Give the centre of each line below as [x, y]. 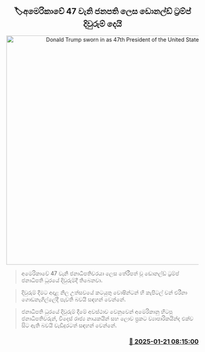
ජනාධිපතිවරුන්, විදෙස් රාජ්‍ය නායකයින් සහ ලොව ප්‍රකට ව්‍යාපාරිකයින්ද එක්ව [107, 318]
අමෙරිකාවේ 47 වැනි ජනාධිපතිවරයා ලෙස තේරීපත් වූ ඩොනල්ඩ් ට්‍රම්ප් [100, 273]
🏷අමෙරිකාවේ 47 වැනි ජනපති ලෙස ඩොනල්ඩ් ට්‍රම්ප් [103, 11]
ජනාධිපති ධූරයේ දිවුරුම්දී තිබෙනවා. [62, 280]
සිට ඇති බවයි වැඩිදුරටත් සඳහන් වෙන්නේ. [69, 325]
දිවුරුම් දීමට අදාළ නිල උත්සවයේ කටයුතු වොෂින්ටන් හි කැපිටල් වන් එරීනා [104, 292]
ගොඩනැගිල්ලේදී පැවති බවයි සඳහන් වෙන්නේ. [74, 299]
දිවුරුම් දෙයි [103, 24]
